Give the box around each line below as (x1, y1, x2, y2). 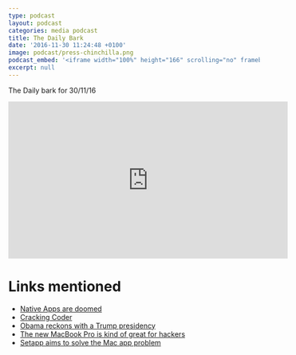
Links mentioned (8, 277, 121, 295)
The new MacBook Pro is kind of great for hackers (19, 329, 186, 339)
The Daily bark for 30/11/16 (8, 85, 97, 95)
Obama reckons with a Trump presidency (19, 321, 156, 330)
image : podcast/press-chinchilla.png (8, 49, 134, 57)
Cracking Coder (19, 312, 73, 321)
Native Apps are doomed (19, 304, 102, 314)
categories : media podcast (8, 26, 98, 34)
